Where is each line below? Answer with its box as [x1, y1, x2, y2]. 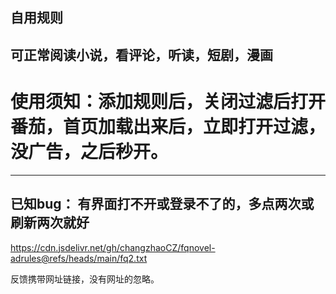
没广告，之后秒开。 [10, 140, 169, 163]
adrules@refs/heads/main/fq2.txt [10, 252, 148, 264]
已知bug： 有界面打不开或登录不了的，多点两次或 [10, 196, 315, 213]
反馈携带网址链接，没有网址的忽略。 [10, 273, 160, 285]
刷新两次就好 [10, 214, 90, 232]
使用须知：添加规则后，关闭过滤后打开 [10, 90, 327, 113]
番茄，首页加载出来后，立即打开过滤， [10, 115, 327, 138]
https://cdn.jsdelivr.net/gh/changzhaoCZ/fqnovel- [10, 241, 216, 253]
